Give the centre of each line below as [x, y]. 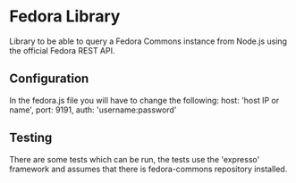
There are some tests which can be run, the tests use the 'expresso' [135, 159]
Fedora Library [65, 17]
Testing [31, 138]
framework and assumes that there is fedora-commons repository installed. [148, 169]
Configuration [49, 79]
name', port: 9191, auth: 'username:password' [93, 110]
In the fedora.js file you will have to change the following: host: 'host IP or [144, 100]
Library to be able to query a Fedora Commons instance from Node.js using [148, 41]
